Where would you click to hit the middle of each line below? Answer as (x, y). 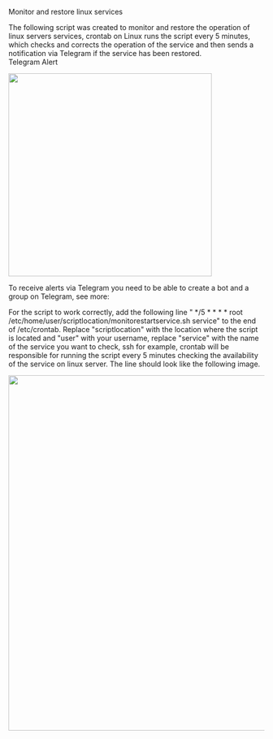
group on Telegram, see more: (59, 296)
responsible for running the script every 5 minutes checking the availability (133, 355)
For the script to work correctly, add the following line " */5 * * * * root (126, 312)
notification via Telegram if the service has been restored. (105, 53)
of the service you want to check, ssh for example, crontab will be (119, 347)
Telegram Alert (33, 62)
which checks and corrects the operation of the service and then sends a (131, 45)
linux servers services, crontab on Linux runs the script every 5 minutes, (129, 36)
